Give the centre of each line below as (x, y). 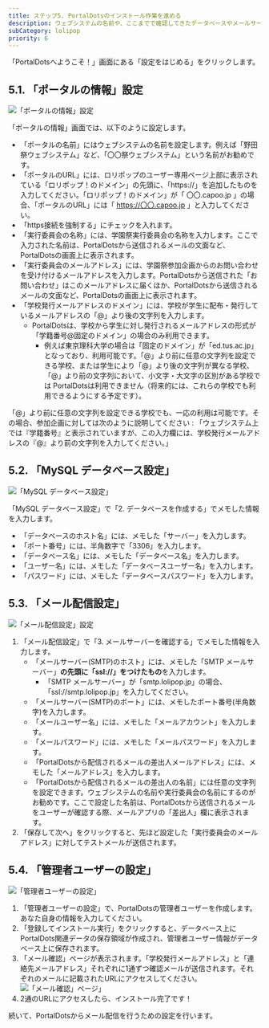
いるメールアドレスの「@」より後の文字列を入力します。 (114, 316)
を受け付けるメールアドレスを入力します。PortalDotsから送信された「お (139, 275)
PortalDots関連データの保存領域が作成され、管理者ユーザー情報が (128, 938)
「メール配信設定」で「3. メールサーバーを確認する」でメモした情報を (136, 641)
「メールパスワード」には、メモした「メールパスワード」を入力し (141, 742)
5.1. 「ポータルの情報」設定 (76, 90)
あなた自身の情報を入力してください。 (83, 918)
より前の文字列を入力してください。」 (111, 443)
